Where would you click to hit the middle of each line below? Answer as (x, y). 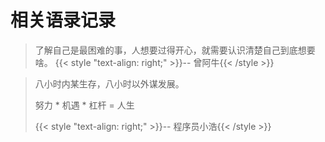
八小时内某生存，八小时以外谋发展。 (109, 83)
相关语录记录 (63, 20)
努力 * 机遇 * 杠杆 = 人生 (84, 105)
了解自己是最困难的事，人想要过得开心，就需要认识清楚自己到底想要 (175, 50)
